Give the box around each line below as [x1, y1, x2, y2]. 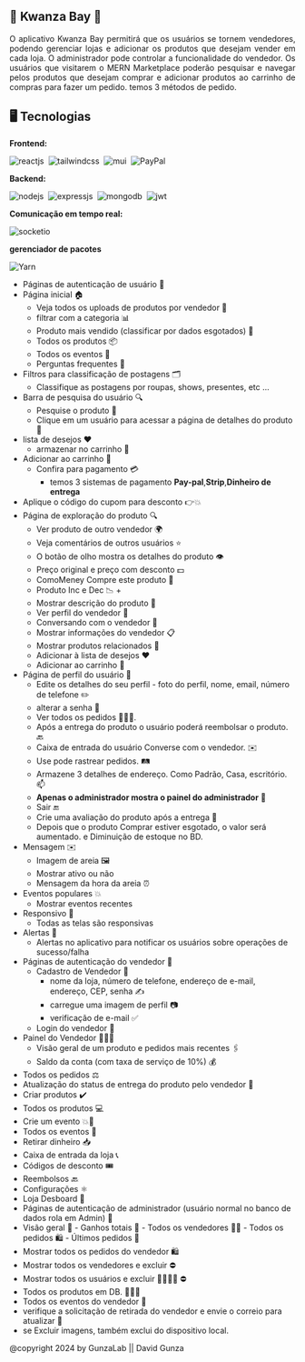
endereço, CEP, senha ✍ [49, 986, 145, 996]
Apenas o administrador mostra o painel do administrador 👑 [35, 792, 267, 803]
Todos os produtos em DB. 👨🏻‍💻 [22, 1286, 141, 1297]
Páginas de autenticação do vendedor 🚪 [22, 956, 173, 966]
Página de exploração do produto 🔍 [22, 510, 158, 521]
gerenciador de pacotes [9, 243, 102, 255]
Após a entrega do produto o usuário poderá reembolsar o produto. [35, 721, 289, 732]
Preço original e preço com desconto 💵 [35, 564, 184, 575]
